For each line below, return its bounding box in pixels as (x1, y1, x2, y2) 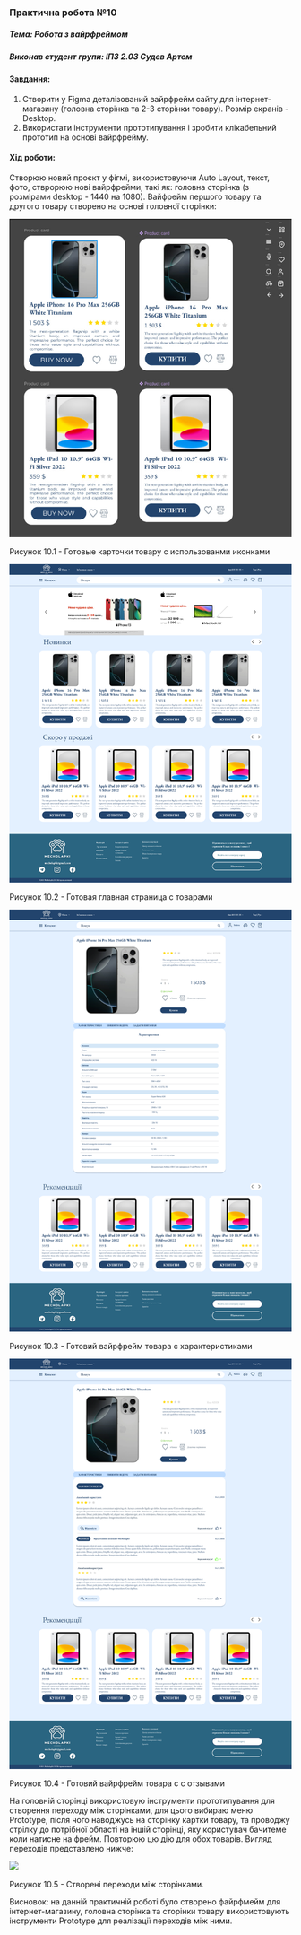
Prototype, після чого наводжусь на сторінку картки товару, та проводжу (9, 1814, 290, 1825)
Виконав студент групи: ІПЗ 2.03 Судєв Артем (9, 51, 193, 62)
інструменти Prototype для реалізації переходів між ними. (9, 1915, 233, 1926)
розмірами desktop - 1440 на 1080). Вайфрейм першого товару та (9, 191, 262, 203)
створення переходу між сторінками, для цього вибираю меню (9, 1805, 254, 1816)
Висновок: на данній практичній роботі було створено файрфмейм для (9, 1896, 281, 1907)
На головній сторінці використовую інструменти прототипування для (9, 1795, 275, 1806)
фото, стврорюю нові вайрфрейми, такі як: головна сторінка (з (9, 182, 249, 193)
